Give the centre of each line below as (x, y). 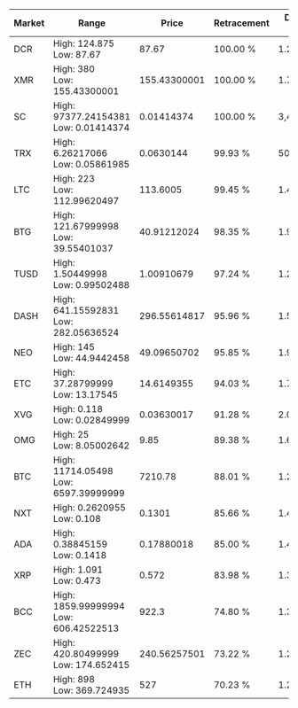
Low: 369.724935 (91, 690)
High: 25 (71, 435)
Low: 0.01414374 (91, 128)
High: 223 (74, 179)
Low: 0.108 (77, 519)
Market (29, 23)
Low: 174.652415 (91, 665)
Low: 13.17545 (86, 395)
